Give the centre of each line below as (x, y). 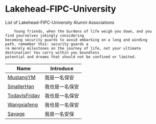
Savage (16, 114)
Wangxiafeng (23, 105)
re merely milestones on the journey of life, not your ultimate (73, 48)
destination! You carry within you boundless (52, 53)
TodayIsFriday (24, 95)
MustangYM (22, 77)
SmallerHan (21, 86)
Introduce (62, 68)
